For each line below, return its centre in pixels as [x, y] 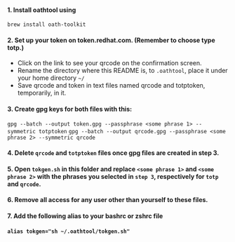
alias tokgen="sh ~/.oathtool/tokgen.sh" [69, 231]
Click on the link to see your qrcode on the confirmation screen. [109, 63]
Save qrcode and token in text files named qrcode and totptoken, [111, 86]
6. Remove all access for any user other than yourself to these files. [108, 200]
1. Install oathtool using [42, 10]
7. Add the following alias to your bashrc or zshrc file [85, 216]
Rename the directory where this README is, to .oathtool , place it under [122, 71]
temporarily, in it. [42, 93]
